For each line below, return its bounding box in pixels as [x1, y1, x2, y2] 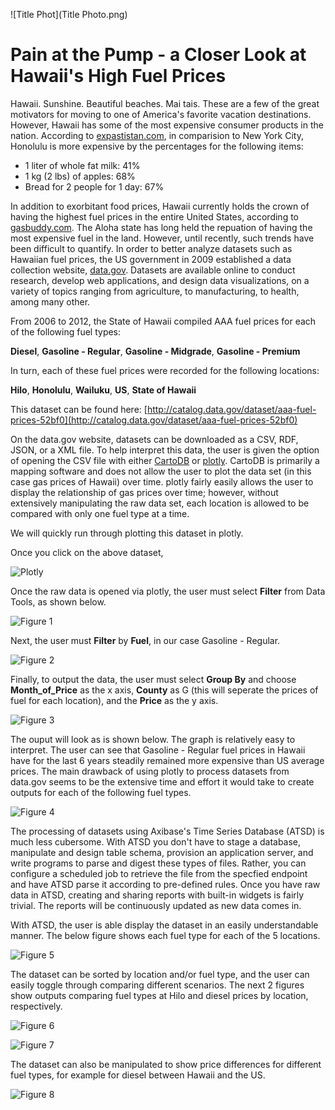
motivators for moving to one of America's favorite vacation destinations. [10, 108, 312, 120]
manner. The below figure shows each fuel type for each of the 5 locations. [10, 929, 321, 941]
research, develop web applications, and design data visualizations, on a [10, 274, 310, 286]
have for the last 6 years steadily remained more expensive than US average [10, 754, 325, 766]
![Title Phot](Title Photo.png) [10, 9, 128, 20]
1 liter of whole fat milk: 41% [24, 159, 141, 171]
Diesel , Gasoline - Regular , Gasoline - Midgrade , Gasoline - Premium [10, 345, 301, 357]
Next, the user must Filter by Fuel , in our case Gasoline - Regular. [10, 634, 281, 646]
